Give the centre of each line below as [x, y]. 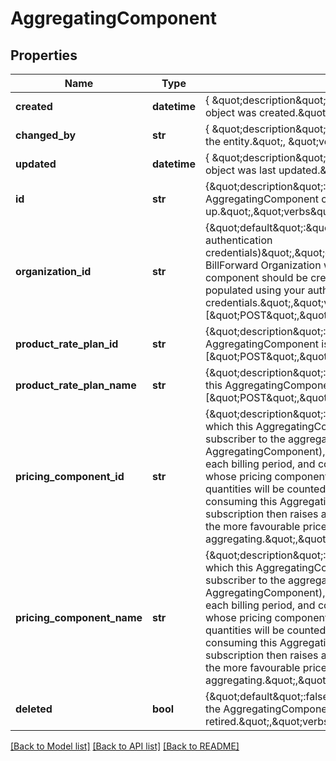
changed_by [46, 135]
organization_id [53, 271]
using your [280, 290]
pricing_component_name [79, 617]
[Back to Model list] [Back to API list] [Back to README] [125, 746]
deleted [34, 709]
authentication [238, 240]
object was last [240, 170]
